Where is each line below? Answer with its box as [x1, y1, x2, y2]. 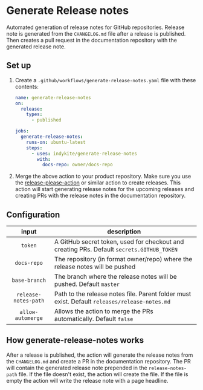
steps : [26, 145, 43, 151]
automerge [14, 315, 43, 322]
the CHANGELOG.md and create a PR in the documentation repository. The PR [6, 357, 192, 365]
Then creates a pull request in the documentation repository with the [6, 36, 177, 44]
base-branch [11, 277, 47, 284]
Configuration [6, 209, 60, 219]
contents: [14, 83, 39, 90]
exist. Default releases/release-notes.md [54, 297, 171, 306]
